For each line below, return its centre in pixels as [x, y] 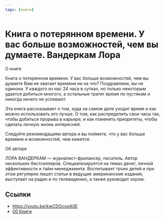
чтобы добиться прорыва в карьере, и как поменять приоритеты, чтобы [81, 119]
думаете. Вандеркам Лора [63, 55]
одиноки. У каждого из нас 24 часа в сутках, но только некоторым [76, 89]
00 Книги [22, 212]
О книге [13, 68]
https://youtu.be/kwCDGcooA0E [45, 206]
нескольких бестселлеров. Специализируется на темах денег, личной [79, 163]
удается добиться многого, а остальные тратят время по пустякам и [78, 94]
